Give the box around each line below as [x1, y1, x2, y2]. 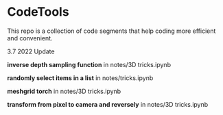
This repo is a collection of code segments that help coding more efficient [7, 27, 216, 35]
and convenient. [7, 34, 53, 42]
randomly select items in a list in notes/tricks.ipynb [7, 73, 154, 82]
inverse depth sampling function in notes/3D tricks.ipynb [7, 60, 172, 68]
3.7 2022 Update [7, 47, 55, 55]
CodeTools [7, 4, 70, 20]
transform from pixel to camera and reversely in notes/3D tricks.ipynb [7, 100, 209, 108]
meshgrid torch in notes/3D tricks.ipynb [7, 87, 121, 95]
